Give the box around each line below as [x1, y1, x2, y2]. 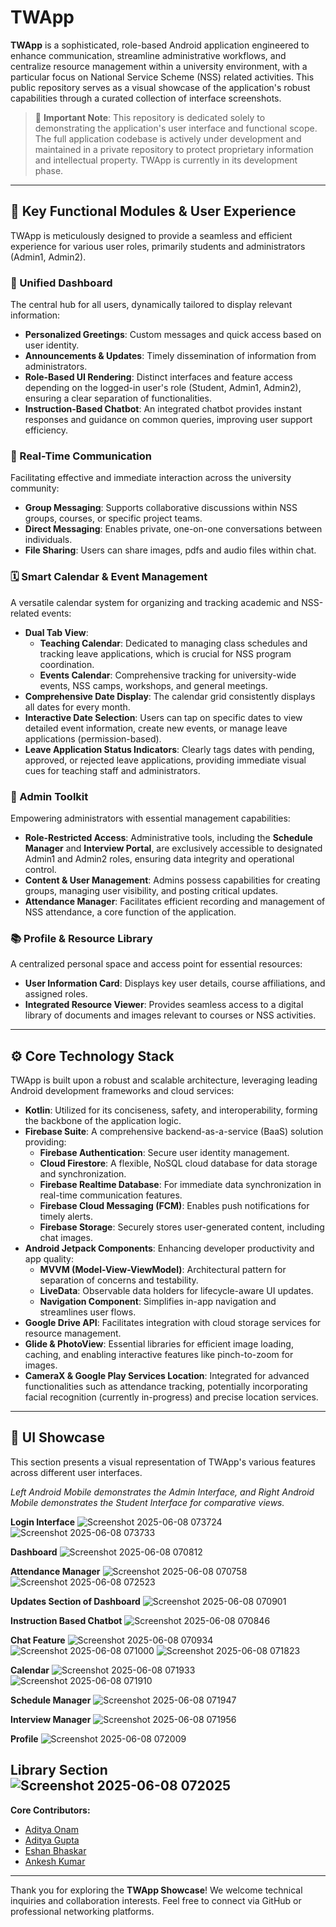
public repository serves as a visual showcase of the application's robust [10, 81, 311, 93]
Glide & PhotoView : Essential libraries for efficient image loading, [24, 1338, 294, 1350]
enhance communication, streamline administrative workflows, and [10, 49, 287, 61]
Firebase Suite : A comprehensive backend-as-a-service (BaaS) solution [24, 1126, 324, 1138]
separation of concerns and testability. [39, 1274, 199, 1286]
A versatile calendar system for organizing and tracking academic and [10, 596, 300, 608]
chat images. [39, 1232, 93, 1244]
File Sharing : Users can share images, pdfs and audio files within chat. [24, 544, 317, 556]
